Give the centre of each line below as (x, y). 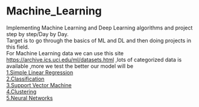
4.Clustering (21, 91)
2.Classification (25, 79)
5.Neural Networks (30, 98)
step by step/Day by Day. (37, 34)
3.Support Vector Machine (39, 85)
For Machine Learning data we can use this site (65, 53)
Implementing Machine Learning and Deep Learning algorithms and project (99, 28)
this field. (18, 47)
